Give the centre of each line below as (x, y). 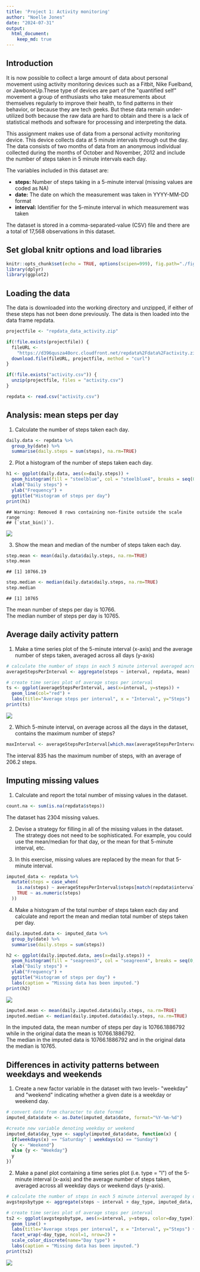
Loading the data (38, 293)
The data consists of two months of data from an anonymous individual (93, 146)
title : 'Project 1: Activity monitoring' (58, 12)
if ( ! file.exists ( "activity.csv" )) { (51, 375)
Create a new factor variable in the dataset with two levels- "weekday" (101, 1089)
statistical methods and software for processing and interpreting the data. (96, 122)
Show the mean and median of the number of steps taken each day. (98, 544)
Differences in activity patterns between (83, 1065)
